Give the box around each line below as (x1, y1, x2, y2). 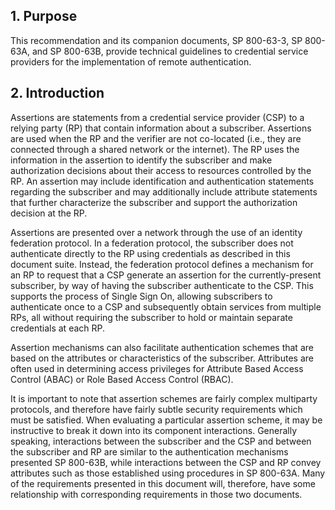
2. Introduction (10, 85, 105, 102)
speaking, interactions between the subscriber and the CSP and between (10, 435, 312, 447)
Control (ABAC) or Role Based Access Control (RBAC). (10, 373, 234, 385)
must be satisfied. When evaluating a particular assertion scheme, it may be (10, 414, 323, 426)
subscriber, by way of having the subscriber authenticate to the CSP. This (10, 279, 314, 291)
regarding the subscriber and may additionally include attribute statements (10, 185, 318, 198)
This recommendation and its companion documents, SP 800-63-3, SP (10, 34, 303, 46)
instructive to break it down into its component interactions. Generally (10, 424, 298, 436)
